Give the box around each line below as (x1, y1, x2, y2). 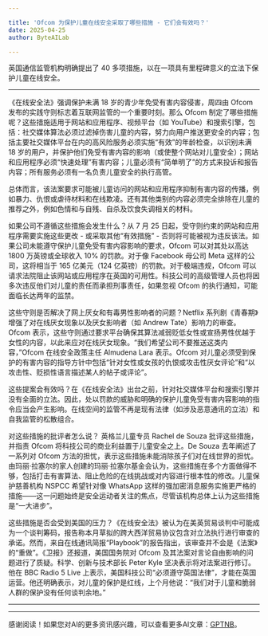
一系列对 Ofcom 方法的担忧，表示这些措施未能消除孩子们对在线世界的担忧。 (8, 451, 258, 461)
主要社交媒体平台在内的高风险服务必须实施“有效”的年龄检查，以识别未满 (14, 137, 253, 147)
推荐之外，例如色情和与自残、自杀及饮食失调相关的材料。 (8, 204, 197, 214)
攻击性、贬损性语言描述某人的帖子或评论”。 (8, 367, 152, 377)
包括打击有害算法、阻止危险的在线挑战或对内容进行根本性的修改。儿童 (22, 471, 253, 481)
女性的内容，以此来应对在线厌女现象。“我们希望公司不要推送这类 (8, 338, 222, 347)
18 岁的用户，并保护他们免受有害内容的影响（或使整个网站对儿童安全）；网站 (8, 147, 259, 157)
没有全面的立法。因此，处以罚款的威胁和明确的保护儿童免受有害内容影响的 (8, 395, 253, 404)
